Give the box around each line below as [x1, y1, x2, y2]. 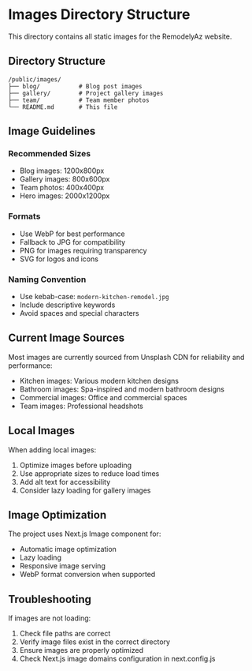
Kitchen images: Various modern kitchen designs [19, 376, 180, 385]
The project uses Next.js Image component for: [8, 529, 161, 538]
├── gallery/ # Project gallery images [8, 89, 164, 97]
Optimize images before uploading [19, 460, 132, 470]
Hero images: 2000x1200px [19, 191, 110, 201]
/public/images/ [8, 75, 61, 84]
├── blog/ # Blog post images [8, 82, 143, 90]
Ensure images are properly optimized [19, 646, 144, 655]
